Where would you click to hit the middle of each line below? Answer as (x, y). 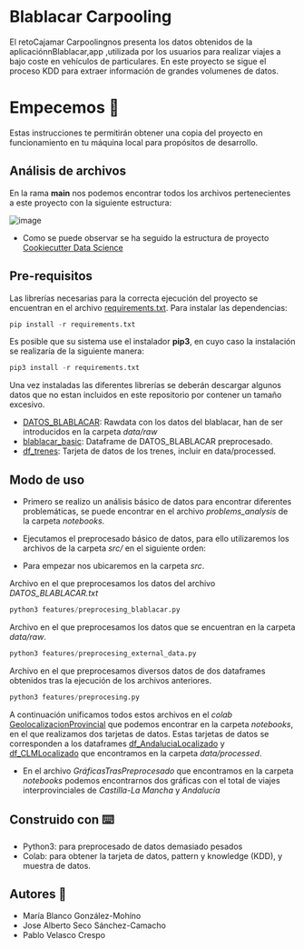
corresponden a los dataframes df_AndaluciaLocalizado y (117, 744)
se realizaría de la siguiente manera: (77, 351)
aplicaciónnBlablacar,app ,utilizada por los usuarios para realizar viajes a (145, 51)
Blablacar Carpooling (91, 17)
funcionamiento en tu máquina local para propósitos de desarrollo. (134, 142)
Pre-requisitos (51, 276)
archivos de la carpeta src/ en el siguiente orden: (114, 548)
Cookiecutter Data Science (73, 247)
